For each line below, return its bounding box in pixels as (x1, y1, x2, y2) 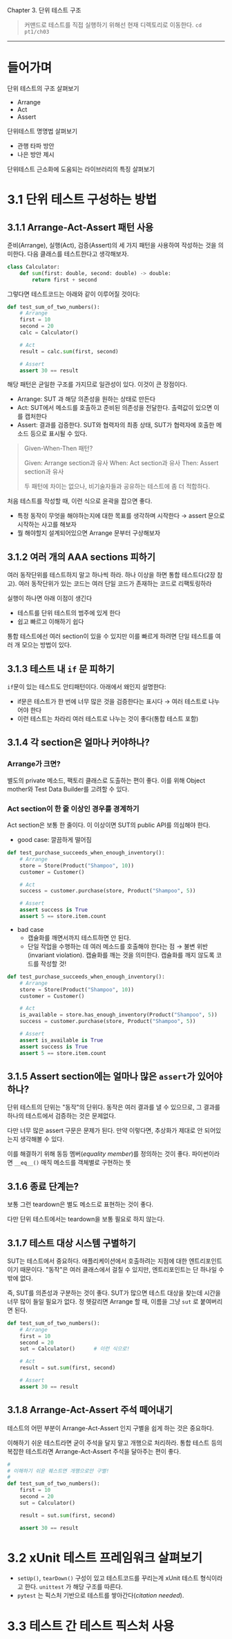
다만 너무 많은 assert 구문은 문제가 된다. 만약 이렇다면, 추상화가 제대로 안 (7, 1126, 203, 1135)
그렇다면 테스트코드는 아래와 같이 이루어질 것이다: (7, 290, 140, 298)
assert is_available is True (19, 1036, 104, 1044)
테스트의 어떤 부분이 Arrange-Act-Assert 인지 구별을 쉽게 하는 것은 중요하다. (7, 1423, 214, 1432)
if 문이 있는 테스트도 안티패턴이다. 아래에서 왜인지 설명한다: (7, 683, 167, 691)
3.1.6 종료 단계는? (7, 1181, 79, 1192)
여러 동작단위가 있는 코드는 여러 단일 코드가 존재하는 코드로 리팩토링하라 (18, 579, 212, 588)
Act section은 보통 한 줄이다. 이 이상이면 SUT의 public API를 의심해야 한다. (7, 821, 211, 830)
